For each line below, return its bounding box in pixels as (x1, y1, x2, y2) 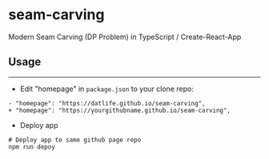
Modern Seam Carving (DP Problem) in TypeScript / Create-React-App (8, 32, 242, 42)
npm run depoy (8, 142, 56, 151)
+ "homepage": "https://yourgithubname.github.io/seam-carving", (8, 106, 231, 114)
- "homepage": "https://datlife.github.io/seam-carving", (8, 99, 206, 107)
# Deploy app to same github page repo (8, 136, 142, 144)
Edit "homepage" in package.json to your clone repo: (19, 84, 194, 93)
